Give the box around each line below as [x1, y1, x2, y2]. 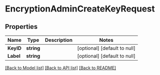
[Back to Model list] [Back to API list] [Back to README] [5, 65, 116, 71]
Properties [5, 23, 38, 31]
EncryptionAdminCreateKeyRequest [5, 3, 155, 14]
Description [45, 37, 73, 43]
